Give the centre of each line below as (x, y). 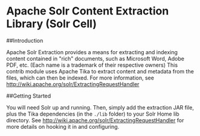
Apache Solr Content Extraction (88, 11)
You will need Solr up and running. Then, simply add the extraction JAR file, (100, 107)
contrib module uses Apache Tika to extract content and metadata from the (100, 71)
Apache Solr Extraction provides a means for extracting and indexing (92, 52)
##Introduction (25, 40)
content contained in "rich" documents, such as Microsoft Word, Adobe (95, 58)
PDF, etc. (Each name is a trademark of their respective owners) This (92, 65)
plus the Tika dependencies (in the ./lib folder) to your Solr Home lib (93, 114)
